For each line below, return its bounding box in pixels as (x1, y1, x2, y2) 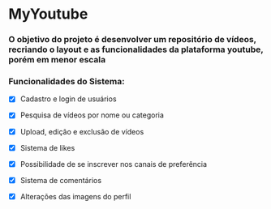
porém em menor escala (8, 54, 106, 66)
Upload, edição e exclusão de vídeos (19, 126, 144, 136)
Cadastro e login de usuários (19, 94, 117, 104)
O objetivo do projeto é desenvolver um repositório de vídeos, (8, 34, 257, 45)
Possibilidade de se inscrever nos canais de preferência (19, 159, 208, 168)
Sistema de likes (19, 143, 75, 152)
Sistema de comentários (19, 175, 102, 185)
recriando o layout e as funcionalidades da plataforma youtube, (8, 44, 264, 55)
